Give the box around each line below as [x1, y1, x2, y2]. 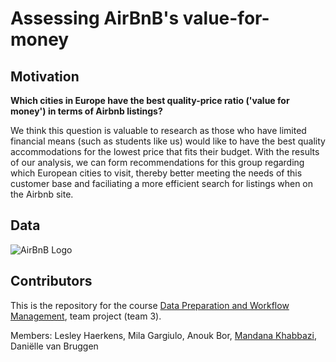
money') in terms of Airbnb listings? [10, 105, 163, 117]
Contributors [10, 273, 93, 290]
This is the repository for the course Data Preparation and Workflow [10, 299, 290, 311]
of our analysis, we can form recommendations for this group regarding [10, 157, 305, 168]
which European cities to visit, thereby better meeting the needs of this [10, 167, 303, 179]
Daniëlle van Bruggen [10, 340, 99, 352]
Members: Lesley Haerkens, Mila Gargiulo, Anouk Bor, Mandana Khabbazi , [10, 329, 317, 341]
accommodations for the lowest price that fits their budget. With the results [10, 146, 320, 157]
